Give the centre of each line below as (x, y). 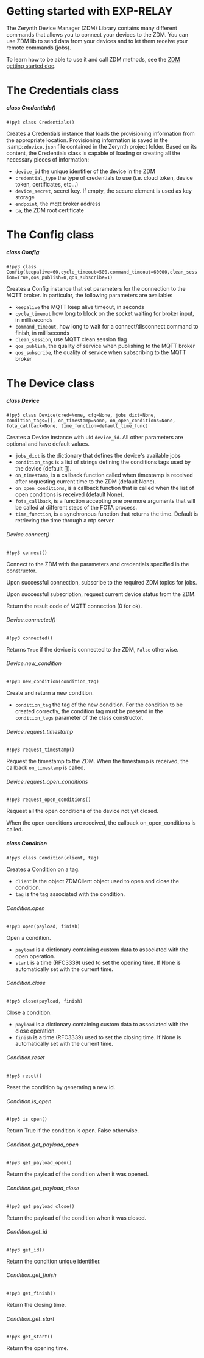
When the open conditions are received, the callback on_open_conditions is (101, 823)
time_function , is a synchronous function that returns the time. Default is (107, 514)
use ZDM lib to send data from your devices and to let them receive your (97, 41)
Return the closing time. (36, 1305)
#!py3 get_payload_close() (40, 1206)
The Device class (51, 384)
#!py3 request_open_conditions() (49, 800)
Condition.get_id (27, 1232)
